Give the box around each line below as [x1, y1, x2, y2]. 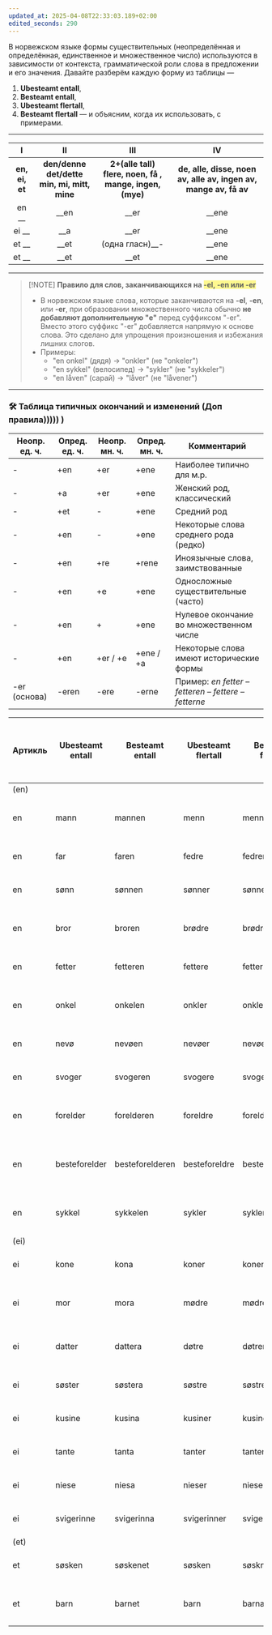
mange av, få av [185, 183, 249, 194]
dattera [114, 1340, 142, 1351]
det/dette [45, 168, 83, 179]
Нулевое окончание [175, 608, 253, 620]
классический [175, 492, 232, 503]
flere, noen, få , [103, 168, 163, 179]
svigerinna [114, 1513, 155, 1524]
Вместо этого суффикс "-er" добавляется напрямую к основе [40, 321, 254, 331]
